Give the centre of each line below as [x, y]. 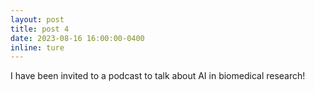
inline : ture [37, 47]
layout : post [37, 19]
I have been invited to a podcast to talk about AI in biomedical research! [158, 76]
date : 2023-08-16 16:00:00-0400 [77, 38]
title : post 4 [40, 29]
